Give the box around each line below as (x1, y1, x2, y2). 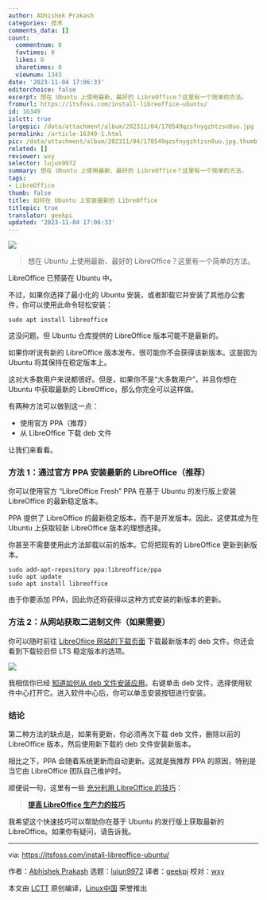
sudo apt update (8, 573, 62, 581)
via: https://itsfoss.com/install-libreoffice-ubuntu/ (8, 850, 169, 859)
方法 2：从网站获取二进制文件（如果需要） (8, 617, 171, 628)
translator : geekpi (8, 211, 73, 219)
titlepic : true (8, 204, 59, 211)
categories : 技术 (8, 19, 64, 27)
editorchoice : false (8, 85, 77, 94)
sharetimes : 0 (15, 64, 62, 72)
